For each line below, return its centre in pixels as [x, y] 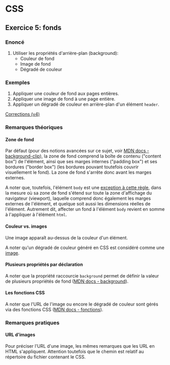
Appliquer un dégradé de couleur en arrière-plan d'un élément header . [86, 104]
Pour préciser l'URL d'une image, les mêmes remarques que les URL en [80, 346]
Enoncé [15, 42]
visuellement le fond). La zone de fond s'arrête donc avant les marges [78, 172]
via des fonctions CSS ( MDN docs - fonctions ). [54, 309]
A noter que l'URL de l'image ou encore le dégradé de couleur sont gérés [82, 304]
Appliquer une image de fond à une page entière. [64, 99]
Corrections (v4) [23, 114]
